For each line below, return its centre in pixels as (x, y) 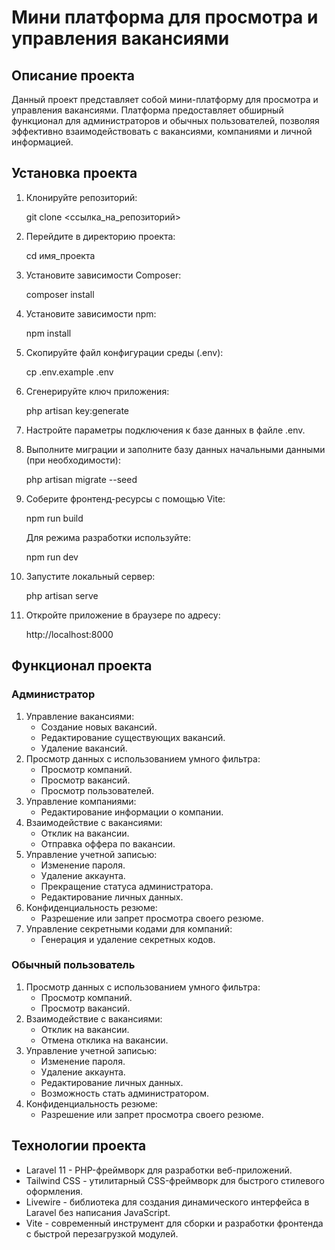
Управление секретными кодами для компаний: (129, 928)
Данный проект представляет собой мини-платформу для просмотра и (165, 99)
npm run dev (52, 557)
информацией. (42, 142)
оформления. (54, 1191)
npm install (48, 333)
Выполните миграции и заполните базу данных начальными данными (175, 449)
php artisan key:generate (77, 410)
